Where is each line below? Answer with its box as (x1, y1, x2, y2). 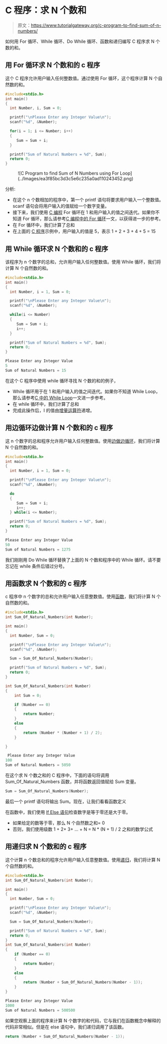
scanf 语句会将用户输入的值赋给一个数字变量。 (12, 203, 110, 209)
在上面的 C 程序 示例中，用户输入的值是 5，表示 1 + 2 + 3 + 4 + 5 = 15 (12, 228, 156, 235)
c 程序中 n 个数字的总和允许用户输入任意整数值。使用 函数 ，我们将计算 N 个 (5, 593, 161, 599)
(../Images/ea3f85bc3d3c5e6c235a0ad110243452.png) (18, 176, 134, 182)
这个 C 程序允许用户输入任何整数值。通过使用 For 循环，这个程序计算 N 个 (5, 75, 158, 81)
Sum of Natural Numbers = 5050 (5, 762, 71, 767)
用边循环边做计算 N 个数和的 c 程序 (5, 423, 113, 432)
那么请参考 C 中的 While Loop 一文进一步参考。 (12, 395, 108, 401)
